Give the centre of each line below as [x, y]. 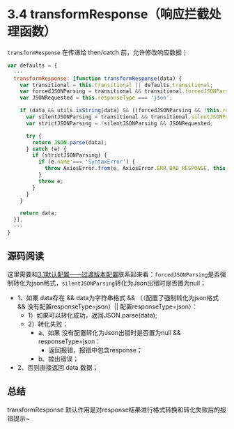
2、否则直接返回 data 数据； [58, 367]
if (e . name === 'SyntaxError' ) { [87, 162]
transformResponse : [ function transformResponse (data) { [98, 78]
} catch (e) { [46, 149]
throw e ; [51, 181]
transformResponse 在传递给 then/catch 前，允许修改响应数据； [97, 52]
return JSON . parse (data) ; [70, 142]
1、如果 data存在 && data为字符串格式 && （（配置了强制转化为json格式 [118, 297]
